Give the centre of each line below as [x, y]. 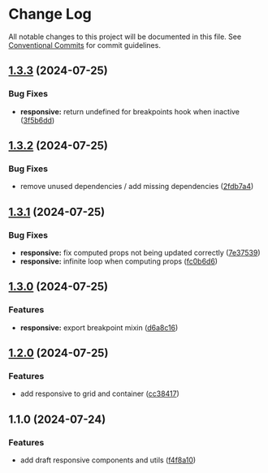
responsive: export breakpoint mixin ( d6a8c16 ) [99, 327]
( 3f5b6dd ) [37, 120]
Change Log [50, 14]
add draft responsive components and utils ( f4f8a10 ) [108, 460]
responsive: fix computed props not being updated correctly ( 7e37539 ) [140, 253]
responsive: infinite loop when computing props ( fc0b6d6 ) [119, 261]
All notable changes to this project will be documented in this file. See [125, 37]
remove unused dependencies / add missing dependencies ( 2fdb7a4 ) [137, 187]
